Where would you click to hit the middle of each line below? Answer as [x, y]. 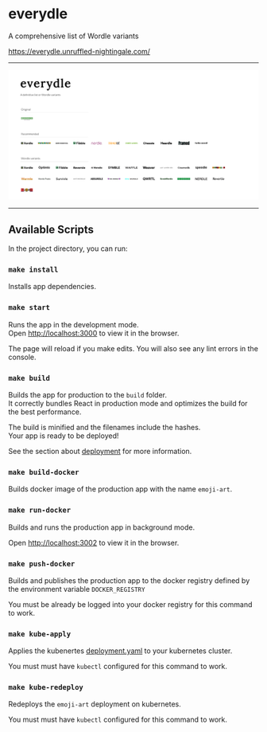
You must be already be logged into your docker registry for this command [130, 604]
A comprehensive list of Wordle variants [74, 36]
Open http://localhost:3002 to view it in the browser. [94, 542]
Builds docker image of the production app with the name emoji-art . [120, 489]
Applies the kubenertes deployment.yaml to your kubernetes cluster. [120, 651]
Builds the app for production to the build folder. [88, 395]
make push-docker [42, 564]
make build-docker [44, 472]
